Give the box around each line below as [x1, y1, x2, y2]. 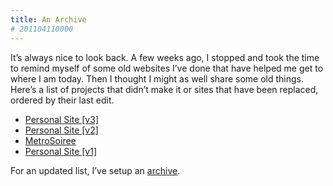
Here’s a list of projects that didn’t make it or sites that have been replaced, [10, 83, 319, 95]
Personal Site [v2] [24, 124, 99, 136]
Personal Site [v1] [24, 145, 98, 157]
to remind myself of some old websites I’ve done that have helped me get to [10, 62, 324, 74]
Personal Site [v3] [24, 113, 99, 125]
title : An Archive [10, 14, 87, 25]
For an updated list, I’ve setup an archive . [10, 164, 181, 176]
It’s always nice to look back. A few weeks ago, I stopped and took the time [10, 51, 320, 63]
